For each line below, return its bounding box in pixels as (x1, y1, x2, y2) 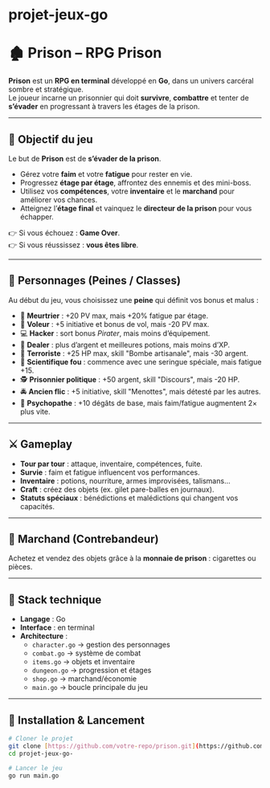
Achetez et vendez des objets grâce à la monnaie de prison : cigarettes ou (8, 553, 256, 563)
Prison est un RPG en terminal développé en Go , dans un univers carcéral (8, 76, 255, 86)
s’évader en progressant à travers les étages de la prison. (8, 102, 200, 112)
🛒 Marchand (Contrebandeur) (8, 532, 159, 545)
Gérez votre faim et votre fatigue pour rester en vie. (19, 169, 193, 178)
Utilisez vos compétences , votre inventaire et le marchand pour (19, 186, 235, 196)
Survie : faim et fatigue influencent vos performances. (19, 467, 200, 477)
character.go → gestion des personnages (31, 640, 170, 650)
